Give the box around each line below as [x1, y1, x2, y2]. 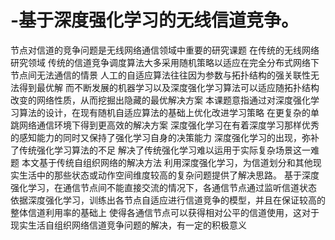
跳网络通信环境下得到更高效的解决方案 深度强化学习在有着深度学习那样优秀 [10, 119, 320, 131]
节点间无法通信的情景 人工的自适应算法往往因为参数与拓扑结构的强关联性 [10, 69, 311, 81]
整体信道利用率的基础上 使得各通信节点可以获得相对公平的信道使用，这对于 [10, 206, 320, 218]
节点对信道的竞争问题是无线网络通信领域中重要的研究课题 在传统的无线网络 [10, 44, 320, 56]
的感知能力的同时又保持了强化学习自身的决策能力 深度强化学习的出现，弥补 [10, 131, 320, 143]
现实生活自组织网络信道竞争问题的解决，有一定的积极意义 [10, 219, 247, 231]
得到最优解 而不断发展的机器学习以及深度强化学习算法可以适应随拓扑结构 [18, 81, 320, 93]
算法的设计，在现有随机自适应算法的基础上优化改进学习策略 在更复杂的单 [18, 106, 320, 118]
